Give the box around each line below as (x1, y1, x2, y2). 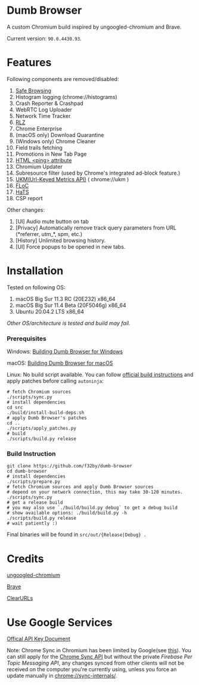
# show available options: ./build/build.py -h (7, 510, 128, 516)
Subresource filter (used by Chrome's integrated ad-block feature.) (15, 169, 181, 176)
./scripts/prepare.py (7, 479, 61, 485)
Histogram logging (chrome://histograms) (15, 93, 118, 100)
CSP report (15, 194, 43, 202)
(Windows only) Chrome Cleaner (15, 138, 96, 145)
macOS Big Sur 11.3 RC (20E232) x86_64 (15, 295, 116, 302)
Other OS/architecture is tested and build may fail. (7, 320, 130, 327)
